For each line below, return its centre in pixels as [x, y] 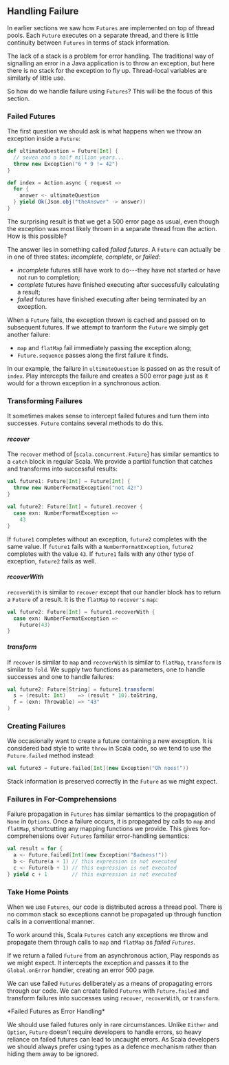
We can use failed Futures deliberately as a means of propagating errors [110, 984]
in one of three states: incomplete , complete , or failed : [84, 257]
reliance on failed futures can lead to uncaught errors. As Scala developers [113, 1040]
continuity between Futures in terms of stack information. [88, 42]
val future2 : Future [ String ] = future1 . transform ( [81, 689]
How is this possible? [37, 236]
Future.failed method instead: [51, 755]
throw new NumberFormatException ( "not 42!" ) [78, 488]
